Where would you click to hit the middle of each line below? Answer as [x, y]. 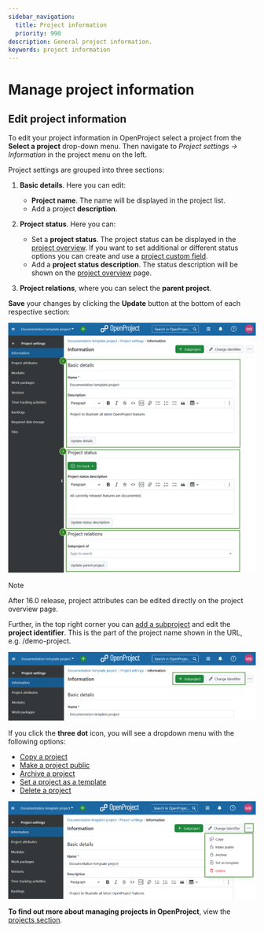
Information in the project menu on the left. [78, 155]
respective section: [39, 312]
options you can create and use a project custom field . [119, 256]
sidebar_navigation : [42, 17]
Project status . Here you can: [68, 224]
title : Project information [61, 25]
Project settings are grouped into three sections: [86, 170]
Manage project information [101, 90]
